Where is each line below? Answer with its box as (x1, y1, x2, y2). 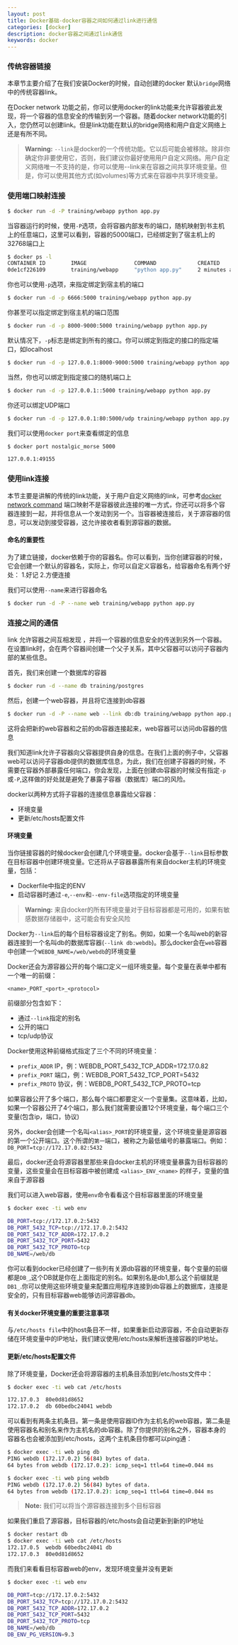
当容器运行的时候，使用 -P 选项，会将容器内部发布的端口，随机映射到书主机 (7, 221, 225, 230)
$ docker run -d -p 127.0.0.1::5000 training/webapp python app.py (7, 387, 211, 394)
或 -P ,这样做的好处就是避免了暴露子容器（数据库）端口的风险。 (7, 775, 190, 783)
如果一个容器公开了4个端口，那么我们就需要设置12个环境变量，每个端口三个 (7, 1103, 229, 1112)
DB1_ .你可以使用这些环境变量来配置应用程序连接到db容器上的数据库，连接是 (7, 1282, 228, 1290)
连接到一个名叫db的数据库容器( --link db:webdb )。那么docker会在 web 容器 (13, 938, 228, 946)
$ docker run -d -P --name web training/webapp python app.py (7, 600, 195, 607)
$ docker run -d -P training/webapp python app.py (7, 207, 160, 215)
